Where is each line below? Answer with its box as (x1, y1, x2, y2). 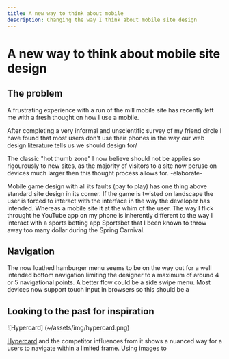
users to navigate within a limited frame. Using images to (7, 344, 167, 353)
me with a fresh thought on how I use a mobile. (7, 113, 139, 121)
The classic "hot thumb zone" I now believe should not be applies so (7, 154, 200, 162)
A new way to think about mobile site (7, 46, 221, 62)
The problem (7, 88, 63, 99)
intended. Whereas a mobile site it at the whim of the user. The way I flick (7, 203, 214, 212)
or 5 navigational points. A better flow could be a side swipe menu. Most (7, 278, 211, 286)
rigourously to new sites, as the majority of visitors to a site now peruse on (7, 162, 217, 170)
